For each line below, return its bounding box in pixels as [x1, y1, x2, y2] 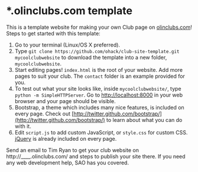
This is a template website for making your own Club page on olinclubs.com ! [6, 24, 192, 31]
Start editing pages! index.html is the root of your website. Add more [14, 66, 183, 73]
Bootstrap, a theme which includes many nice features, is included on [14, 104, 184, 111]
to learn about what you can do [106, 116, 183, 123]
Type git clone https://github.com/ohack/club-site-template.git [14, 47, 180, 54]
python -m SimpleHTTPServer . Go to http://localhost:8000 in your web [14, 91, 183, 98]
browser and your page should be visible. [14, 97, 116, 104]
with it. [14, 123, 31, 130]
